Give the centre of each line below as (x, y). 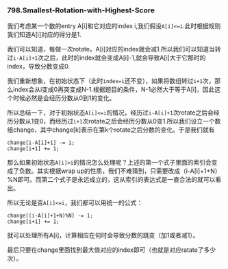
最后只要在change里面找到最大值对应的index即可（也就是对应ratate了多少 (112, 250)
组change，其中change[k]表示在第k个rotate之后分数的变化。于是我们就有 (111, 130)
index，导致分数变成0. (39, 67)
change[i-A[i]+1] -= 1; (41, 143)
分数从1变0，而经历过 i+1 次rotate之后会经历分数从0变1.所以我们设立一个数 (117, 121)
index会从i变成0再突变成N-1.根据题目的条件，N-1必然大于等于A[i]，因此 (114, 90)
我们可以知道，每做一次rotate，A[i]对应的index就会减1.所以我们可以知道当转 (114, 49)
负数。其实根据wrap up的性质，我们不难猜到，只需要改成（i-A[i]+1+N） (120, 171)
